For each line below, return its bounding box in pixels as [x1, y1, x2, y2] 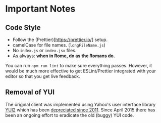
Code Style [5, 23, 41, 32]
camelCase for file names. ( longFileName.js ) [12, 42, 106, 48]
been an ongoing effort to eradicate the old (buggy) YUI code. [5, 112, 134, 118]
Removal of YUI [5, 88, 55, 97]
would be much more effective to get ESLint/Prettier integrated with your [5, 68, 156, 74]
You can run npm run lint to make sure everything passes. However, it [5, 63, 152, 68]
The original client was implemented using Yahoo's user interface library [5, 101, 156, 107]
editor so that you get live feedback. [5, 73, 81, 79]
